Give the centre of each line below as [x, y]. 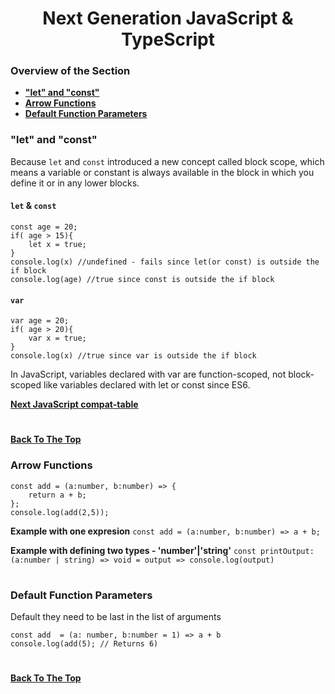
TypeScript [168, 39]
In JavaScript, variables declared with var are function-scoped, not [148, 374]
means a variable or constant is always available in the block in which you [162, 172]
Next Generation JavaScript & [168, 18]
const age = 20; [44, 227]
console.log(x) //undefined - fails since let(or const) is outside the [165, 262]
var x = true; [57, 338]
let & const [33, 206]
